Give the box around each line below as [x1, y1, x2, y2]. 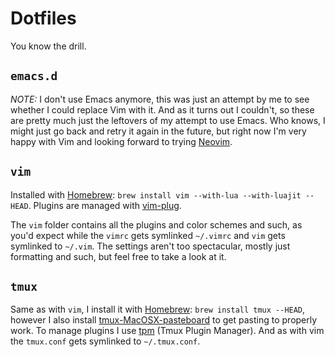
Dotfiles [10, 7, 77, 30]
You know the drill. [10, 40, 87, 52]
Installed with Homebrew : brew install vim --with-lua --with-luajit [10, 188, 302, 201]
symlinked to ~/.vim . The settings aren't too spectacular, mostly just [10, 240, 291, 252]
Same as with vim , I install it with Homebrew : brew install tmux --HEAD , [10, 303, 306, 316]
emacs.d [10, 69, 58, 84]
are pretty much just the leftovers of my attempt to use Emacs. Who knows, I [10, 114, 326, 126]
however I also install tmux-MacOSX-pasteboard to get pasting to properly [10, 314, 318, 326]
